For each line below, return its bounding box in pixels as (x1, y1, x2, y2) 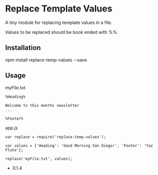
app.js (5, 125, 18, 131)
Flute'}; (5, 148, 23, 153)
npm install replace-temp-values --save (5, 57, 87, 63)
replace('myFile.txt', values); (5, 156, 72, 161)
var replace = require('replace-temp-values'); (5, 134, 106, 140)
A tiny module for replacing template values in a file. (5, 19, 112, 25)
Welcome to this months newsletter (5, 103, 79, 108)
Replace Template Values (5, 3, 112, 14)
